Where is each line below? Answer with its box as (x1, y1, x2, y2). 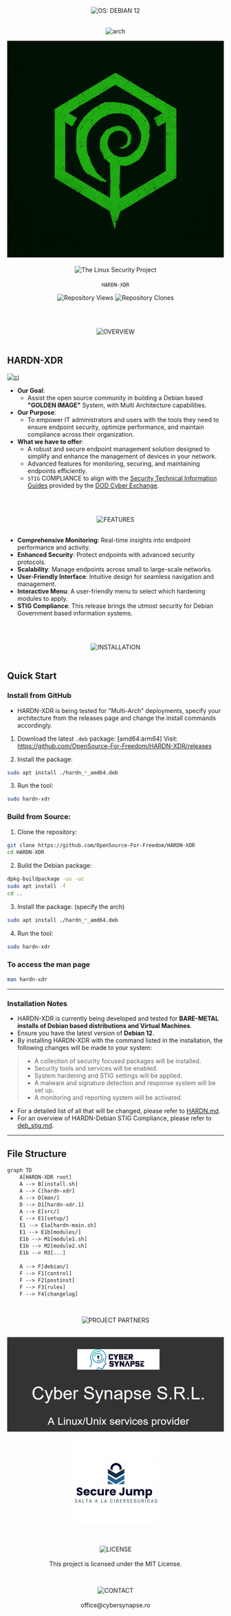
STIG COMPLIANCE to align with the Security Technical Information (27, 474, 217, 482)
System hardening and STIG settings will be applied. (34, 1071, 182, 1080)
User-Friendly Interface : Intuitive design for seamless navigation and (16, 572, 214, 580)
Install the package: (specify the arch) (16, 902, 125, 910)
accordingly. (16, 721, 53, 729)
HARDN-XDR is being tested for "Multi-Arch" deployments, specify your (16, 706, 221, 714)
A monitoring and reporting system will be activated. (34, 1093, 183, 1102)
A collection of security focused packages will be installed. (34, 1057, 201, 1065)
